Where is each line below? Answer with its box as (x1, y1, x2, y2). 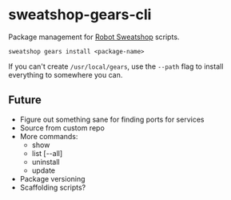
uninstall (31, 157, 60, 166)
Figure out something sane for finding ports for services (19, 114, 205, 124)
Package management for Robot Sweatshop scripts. (8, 32, 180, 42)
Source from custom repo (19, 122, 106, 133)
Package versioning (19, 174, 86, 183)
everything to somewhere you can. (8, 70, 123, 79)
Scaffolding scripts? (19, 182, 86, 192)
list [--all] (31, 148, 63, 158)
